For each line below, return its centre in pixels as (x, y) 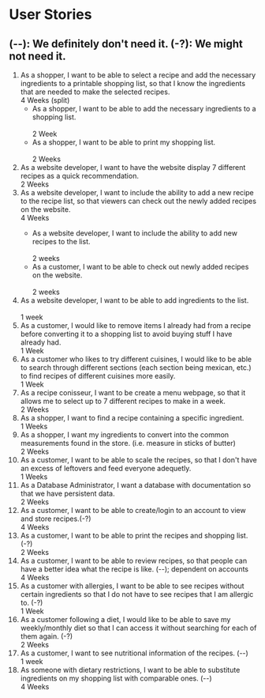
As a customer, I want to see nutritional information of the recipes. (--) (134, 653)
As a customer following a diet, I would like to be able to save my (125, 619)
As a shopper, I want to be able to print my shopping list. (124, 142)
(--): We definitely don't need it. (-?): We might (126, 44)
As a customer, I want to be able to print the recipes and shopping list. (134, 536)
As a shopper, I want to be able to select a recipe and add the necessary (138, 75)
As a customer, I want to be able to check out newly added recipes (140, 267)
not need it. (37, 56)
